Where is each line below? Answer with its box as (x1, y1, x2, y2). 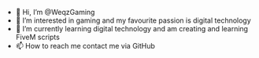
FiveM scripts (15, 32, 61, 42)
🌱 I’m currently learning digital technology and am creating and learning (15, 24, 249, 33)
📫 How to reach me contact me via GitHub (15, 42, 156, 50)
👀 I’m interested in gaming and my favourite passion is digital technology (15, 16, 252, 25)
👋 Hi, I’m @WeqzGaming (15, 8, 95, 16)
